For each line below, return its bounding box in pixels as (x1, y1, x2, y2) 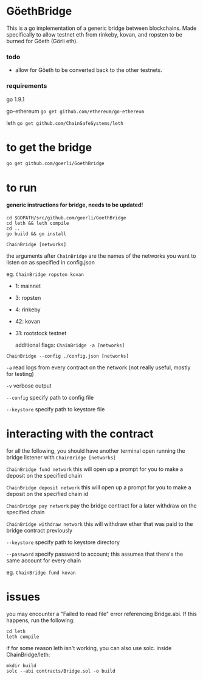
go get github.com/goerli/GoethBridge (6, 160, 105, 167)
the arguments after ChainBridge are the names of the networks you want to (6, 252, 196, 260)
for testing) (6, 370, 35, 377)
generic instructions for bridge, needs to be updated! (6, 201, 143, 208)
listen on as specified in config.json (6, 258, 95, 266)
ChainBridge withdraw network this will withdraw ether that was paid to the (6, 520, 193, 528)
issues (6, 590, 41, 604)
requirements (6, 82, 47, 90)
